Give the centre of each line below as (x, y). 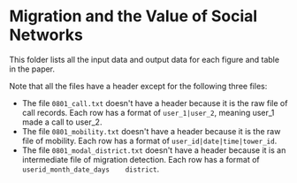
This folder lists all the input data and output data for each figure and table (145, 59)
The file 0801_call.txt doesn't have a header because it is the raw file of (155, 103)
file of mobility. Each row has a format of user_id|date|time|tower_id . (149, 141)
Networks (46, 35)
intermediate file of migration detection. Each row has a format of (141, 159)
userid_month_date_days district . (91, 169)
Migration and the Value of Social (133, 16)
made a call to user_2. (62, 122)
